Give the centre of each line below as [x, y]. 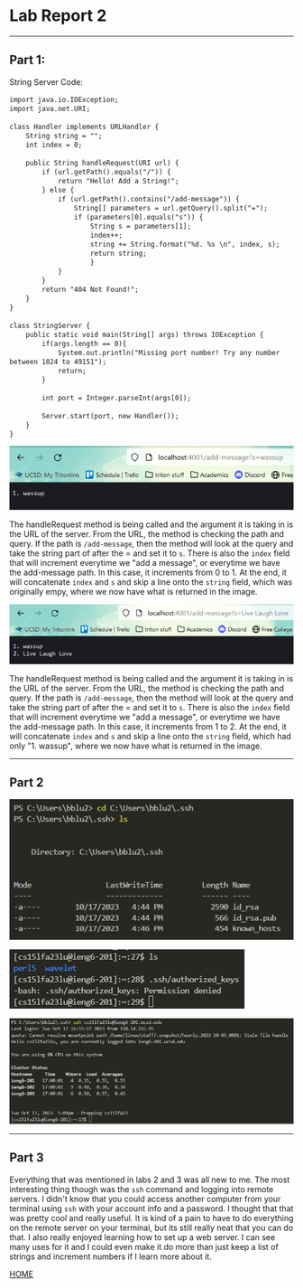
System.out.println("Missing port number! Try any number [169, 353]
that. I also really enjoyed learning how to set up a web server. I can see [142, 1237]
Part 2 [27, 783]
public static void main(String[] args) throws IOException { [145, 334]
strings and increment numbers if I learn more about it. [110, 1256]
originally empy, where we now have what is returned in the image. [133, 591]
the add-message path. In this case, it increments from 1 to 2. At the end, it [148, 726]
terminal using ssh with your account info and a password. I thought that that [151, 1208]
